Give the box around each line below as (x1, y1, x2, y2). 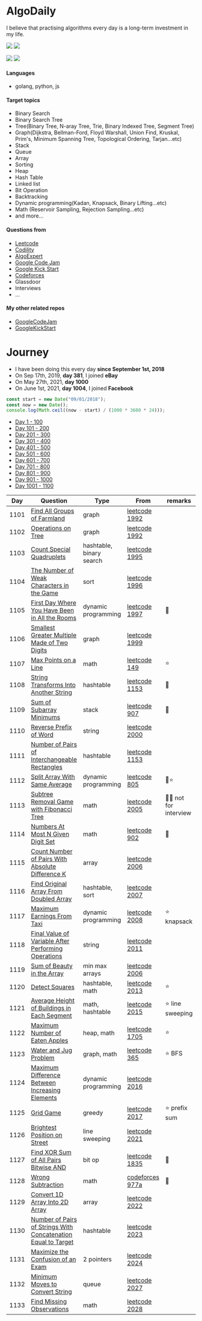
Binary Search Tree (14, 116, 63, 124)
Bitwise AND (31, 1163, 66, 1172)
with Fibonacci (31, 805, 72, 814)
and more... (14, 212, 44, 219)
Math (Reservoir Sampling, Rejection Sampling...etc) (14, 206, 144, 213)
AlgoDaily (6, 4, 57, 18)
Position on (31, 1131, 63, 1140)
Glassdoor (14, 278, 41, 285)
